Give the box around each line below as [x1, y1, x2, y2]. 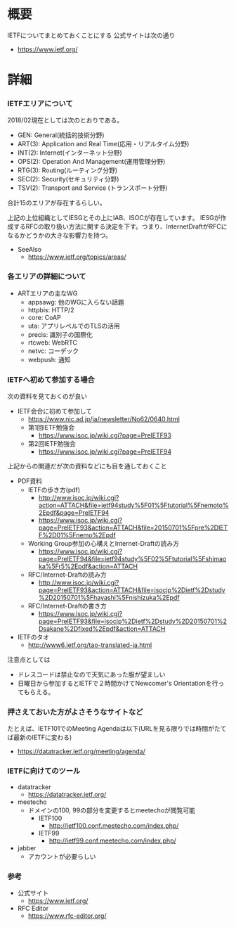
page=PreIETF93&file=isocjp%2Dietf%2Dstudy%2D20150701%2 [38, 617, 227, 626]
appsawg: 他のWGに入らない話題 [27, 298, 124, 306]
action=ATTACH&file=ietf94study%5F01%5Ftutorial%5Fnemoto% [38, 501, 229, 510]
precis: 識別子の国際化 [27, 330, 93, 338]
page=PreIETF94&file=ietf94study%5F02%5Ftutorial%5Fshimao [38, 555, 227, 563]
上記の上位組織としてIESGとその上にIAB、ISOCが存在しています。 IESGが [7, 214, 221, 222]
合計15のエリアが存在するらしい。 [7, 198, 106, 207]
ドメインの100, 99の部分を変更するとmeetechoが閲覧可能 [27, 806, 195, 814]
